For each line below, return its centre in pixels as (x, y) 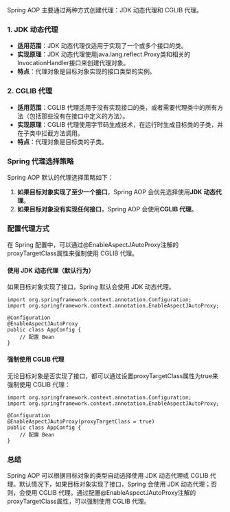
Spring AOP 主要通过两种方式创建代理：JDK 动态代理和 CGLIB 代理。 (105, 10)
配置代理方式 (28, 229)
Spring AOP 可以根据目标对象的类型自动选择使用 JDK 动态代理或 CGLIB (108, 475)
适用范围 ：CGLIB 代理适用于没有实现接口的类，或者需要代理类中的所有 (117, 107)
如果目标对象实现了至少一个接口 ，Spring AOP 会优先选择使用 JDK (110, 191)
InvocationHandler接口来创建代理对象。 (73, 63)
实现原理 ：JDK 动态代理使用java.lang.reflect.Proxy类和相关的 (104, 54)
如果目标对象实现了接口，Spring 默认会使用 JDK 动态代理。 (91, 287)
